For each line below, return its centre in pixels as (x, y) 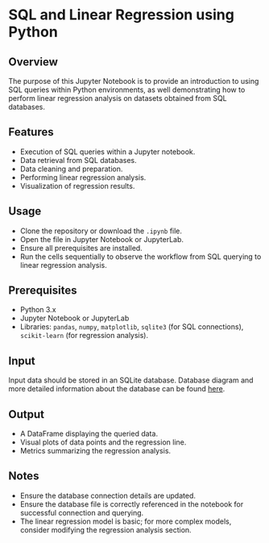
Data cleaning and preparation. (71, 169)
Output (26, 414)
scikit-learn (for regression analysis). (84, 336)
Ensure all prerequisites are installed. (81, 248)
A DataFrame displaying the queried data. (89, 434)
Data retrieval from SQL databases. (78, 160)
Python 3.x (38, 310)
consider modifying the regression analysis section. (106, 529)
